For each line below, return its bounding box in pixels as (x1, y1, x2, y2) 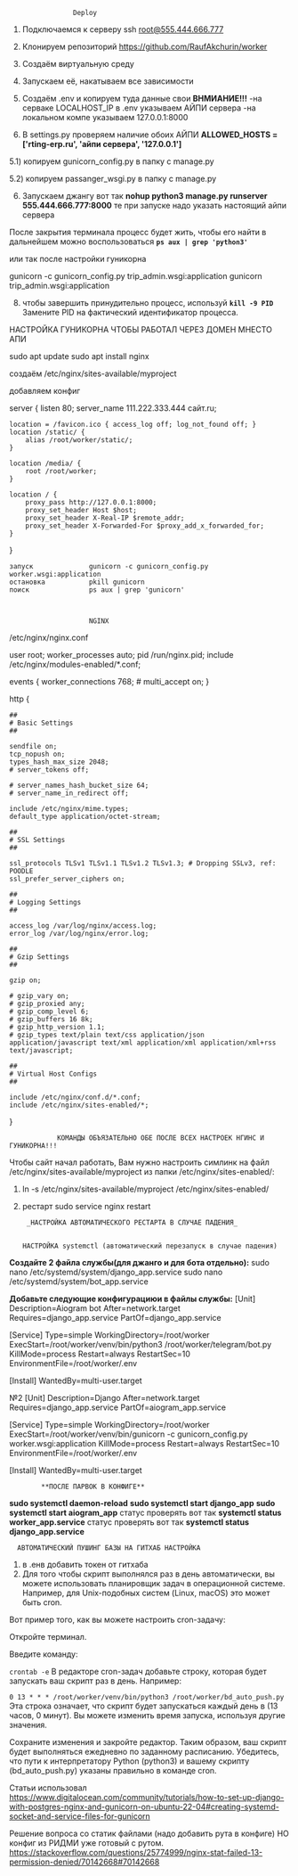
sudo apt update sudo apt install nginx (9, 351, 149, 361)
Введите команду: (9, 1649, 78, 1659)
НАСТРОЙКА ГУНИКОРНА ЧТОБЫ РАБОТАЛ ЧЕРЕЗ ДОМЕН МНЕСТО (9, 324, 273, 334)
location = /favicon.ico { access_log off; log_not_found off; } (9, 420, 256, 429)
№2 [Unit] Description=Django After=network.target (9, 1393, 200, 1403)
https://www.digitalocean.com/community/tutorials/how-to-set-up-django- (9, 1792, 285, 1802)
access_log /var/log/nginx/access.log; (9, 922, 157, 930)
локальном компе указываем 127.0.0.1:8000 (21, 112, 189, 122)
